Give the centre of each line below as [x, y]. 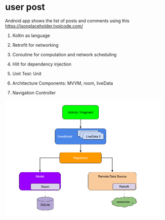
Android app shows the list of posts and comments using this [67, 21]
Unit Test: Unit [27, 73]
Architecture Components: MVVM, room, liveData [62, 83]
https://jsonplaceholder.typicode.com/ [44, 26]
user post [25, 7]
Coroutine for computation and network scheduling [64, 54]
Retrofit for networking [35, 45]
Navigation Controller [34, 93]
